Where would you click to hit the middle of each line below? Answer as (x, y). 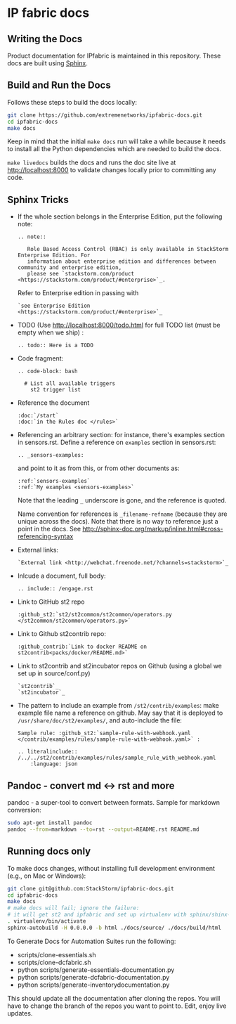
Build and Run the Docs (59, 85)
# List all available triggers (70, 384)
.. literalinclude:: (47, 752)
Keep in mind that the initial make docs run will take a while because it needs (117, 141)
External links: (38, 550)
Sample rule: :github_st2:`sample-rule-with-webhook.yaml (104, 733)
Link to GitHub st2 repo (51, 602)
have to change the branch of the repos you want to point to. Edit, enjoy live (117, 1006)
